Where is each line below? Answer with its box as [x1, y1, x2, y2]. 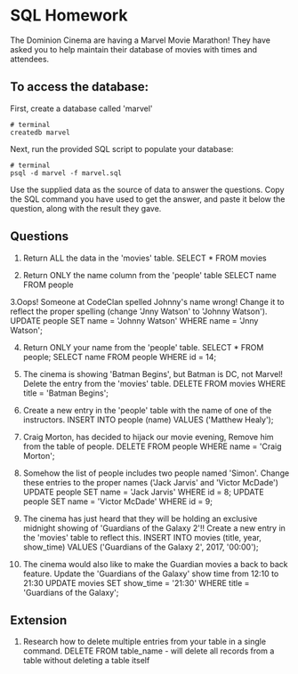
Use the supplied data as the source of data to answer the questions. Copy [10, 184, 285, 195]
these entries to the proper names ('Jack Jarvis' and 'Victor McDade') [22, 477, 279, 487]
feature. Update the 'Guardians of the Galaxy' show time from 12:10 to [22, 568, 279, 579]
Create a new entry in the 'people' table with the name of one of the [22, 405, 272, 415]
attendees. [10, 53, 50, 64]
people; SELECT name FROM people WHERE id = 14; [22, 351, 217, 362]
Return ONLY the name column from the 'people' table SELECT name [22, 269, 277, 280]
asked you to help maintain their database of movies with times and [10, 44, 257, 54]
